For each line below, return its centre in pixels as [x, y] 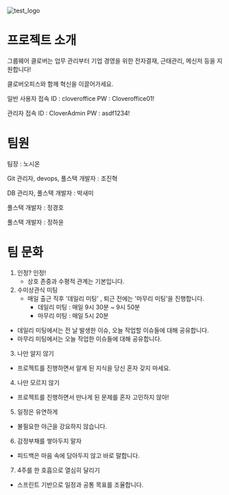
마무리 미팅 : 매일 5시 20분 [73, 315]
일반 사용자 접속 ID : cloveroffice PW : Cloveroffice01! [81, 98]
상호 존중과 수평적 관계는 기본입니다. [76, 281]
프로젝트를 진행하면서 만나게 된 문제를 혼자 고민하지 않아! [93, 397]
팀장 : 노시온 [24, 163]
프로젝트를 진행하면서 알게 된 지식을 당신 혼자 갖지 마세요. [94, 368]
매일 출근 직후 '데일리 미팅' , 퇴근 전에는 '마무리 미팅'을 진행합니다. [116, 298]
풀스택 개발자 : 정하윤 [35, 222]
